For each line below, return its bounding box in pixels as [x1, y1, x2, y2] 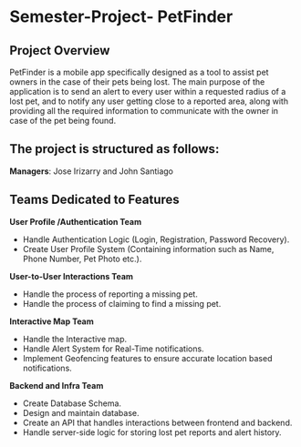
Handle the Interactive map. [22, 333, 128, 344]
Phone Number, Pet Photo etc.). [22, 253, 142, 264]
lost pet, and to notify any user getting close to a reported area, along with [9, 96, 289, 107]
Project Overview [9, 43, 110, 58]
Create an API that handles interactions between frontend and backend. [22, 417, 293, 428]
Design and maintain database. [22, 407, 140, 418]
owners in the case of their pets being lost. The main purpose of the [9, 76, 265, 87]
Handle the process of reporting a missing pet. [22, 289, 198, 300]
